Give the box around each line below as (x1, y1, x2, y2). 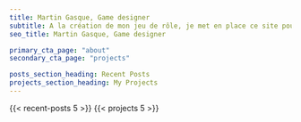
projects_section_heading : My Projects (9, 78, 159, 87)
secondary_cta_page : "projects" (9, 54, 130, 63)
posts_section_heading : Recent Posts (9, 70, 150, 79)
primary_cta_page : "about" (9, 45, 110, 54)
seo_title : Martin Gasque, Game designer (9, 29, 167, 38)
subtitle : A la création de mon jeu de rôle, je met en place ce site (9, 21, 279, 30)
